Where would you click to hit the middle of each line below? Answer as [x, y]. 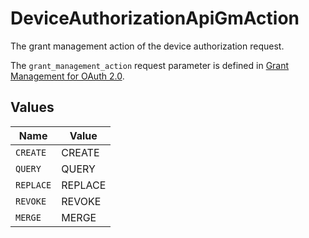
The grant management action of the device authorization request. [147, 46]
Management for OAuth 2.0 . [67, 76]
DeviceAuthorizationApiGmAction [155, 18]
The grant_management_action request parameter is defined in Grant [150, 65]
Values [32, 107]
